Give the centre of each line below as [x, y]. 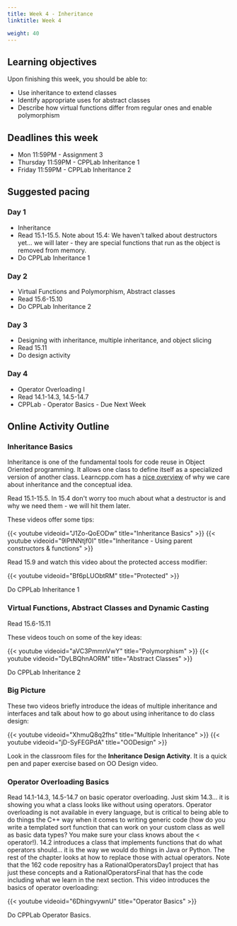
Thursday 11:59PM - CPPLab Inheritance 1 [79, 162]
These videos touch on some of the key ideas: [75, 637]
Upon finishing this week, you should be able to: [77, 79]
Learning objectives [52, 62]
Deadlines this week [53, 138]
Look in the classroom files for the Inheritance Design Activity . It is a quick [117, 756]
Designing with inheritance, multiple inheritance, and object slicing [115, 340]
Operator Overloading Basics [58, 781]
